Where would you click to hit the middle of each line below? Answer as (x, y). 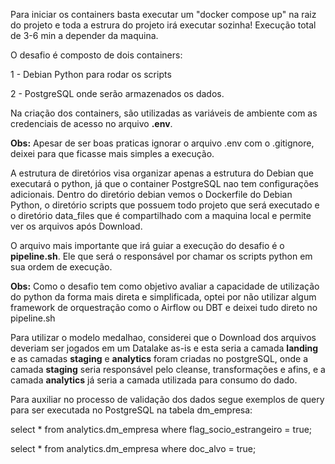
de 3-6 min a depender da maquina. (84, 35)
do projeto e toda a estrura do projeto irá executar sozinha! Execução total (163, 25)
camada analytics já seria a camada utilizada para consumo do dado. (154, 380)
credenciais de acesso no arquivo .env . (91, 123)
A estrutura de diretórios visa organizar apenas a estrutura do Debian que (162, 173)
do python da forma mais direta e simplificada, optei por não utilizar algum (163, 297)
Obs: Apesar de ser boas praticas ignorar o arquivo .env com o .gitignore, (162, 143)
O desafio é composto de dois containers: (96, 55)
